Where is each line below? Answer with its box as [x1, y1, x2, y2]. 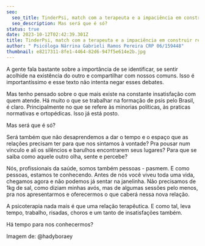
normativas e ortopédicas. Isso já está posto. [6, 109, 120, 117]
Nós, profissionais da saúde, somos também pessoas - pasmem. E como [6, 164, 190, 172]
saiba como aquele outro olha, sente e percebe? [6, 153, 128, 160]
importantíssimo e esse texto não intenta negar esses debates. [6, 78, 165, 85]
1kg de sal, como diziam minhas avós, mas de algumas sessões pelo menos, [6, 184, 198, 191]
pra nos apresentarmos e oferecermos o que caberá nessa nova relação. [6, 190, 190, 198]
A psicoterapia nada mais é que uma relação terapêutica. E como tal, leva [6, 202, 191, 209]
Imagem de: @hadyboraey [6, 233, 73, 240]
